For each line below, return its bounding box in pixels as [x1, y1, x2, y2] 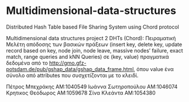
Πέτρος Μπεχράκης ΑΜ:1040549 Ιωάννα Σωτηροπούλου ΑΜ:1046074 [6, 83, 178, 90]
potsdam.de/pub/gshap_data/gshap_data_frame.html [6, 65, 134, 72]
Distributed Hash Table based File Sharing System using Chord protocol [6, 23, 180, 30]
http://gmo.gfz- [49, 59, 87, 66]
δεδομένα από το [6, 59, 48, 66]
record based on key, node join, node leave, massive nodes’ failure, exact [6, 47, 183, 54]
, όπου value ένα [133, 65, 174, 72]
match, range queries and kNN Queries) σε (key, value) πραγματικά [6, 53, 170, 60]
